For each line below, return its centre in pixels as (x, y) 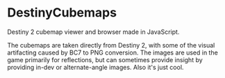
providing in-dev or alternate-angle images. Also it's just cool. (95, 67)
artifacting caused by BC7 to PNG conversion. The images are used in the (113, 52)
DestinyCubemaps (62, 13)
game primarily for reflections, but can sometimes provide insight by (105, 59)
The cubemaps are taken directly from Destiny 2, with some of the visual (111, 45)
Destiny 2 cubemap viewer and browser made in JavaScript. (93, 32)
